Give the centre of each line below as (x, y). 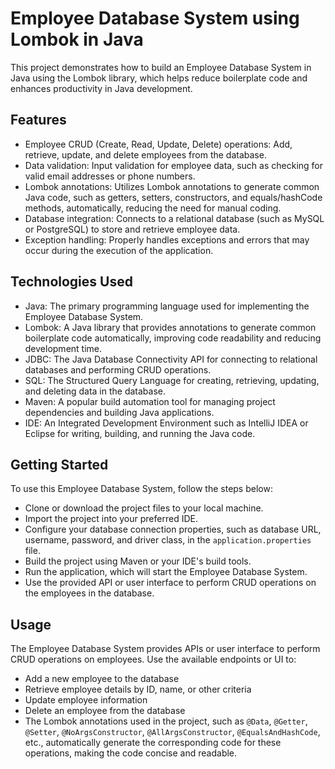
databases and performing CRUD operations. (118, 369)
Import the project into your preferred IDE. (111, 519)
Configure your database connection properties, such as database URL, (173, 529)
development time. (63, 348)
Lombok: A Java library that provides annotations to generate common (170, 327)
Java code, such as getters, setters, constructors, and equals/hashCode (173, 197)
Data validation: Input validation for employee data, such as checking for (174, 165)
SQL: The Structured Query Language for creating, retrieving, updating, (172, 380)
